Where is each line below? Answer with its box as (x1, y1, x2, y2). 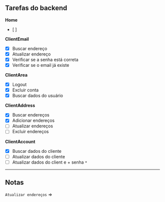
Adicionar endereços (12, 117, 55, 123)
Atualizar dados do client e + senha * (12, 159, 87, 165)
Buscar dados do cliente (12, 148, 62, 154)
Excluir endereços (12, 129, 49, 135)
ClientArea (5, 72, 28, 78)
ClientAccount (5, 139, 35, 144)
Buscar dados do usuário (12, 93, 63, 99)
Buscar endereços (12, 112, 50, 118)
